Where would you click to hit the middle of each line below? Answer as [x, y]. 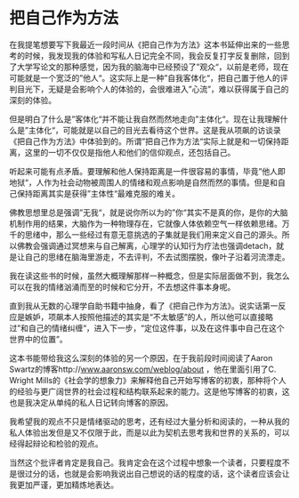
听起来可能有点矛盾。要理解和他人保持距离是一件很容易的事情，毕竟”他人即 [148, 171]
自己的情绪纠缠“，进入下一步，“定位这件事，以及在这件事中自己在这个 [156, 328]
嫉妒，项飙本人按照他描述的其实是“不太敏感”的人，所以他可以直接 [145, 317]
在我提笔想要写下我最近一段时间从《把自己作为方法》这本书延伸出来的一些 [145, 44]
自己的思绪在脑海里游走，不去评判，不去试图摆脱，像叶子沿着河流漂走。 [157, 257]
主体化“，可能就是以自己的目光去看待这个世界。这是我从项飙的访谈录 [155, 130]
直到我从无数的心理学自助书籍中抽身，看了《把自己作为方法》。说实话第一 [144, 305]
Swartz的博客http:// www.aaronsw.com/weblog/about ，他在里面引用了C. [143, 369]
